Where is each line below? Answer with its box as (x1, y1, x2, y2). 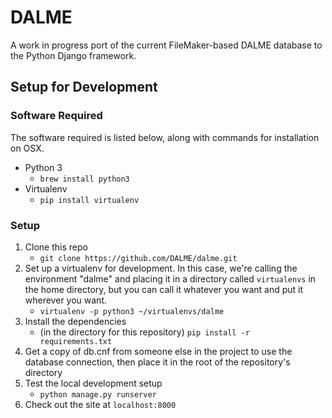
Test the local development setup (24, 377, 163, 389)
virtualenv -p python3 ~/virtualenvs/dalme (39, 306, 225, 316)
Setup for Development (10, 79, 158, 96)
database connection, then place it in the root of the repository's (24, 356, 291, 368)
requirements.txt (39, 336, 113, 346)
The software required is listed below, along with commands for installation (10, 131, 320, 143)
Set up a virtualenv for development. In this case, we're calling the (24, 262, 298, 274)
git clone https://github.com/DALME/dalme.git (39, 253, 238, 263)
